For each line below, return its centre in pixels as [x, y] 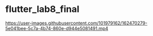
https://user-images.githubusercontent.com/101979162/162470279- [76, 23]
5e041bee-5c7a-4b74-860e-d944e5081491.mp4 [57, 28]
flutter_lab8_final [42, 9]
